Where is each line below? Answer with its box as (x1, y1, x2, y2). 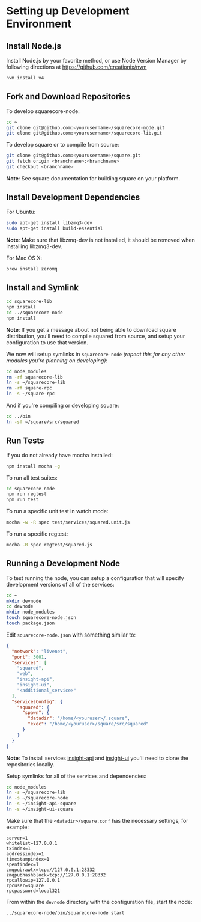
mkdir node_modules (6, 609, 55, 615)
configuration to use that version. (6, 338, 89, 346)
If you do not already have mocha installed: (6, 451, 113, 459)
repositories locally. (6, 760, 55, 768)
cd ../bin (6, 414, 31, 420)
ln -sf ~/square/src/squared (6, 419, 79, 425)
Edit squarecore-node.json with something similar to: (6, 631, 136, 638)
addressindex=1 (6, 850, 44, 857)
